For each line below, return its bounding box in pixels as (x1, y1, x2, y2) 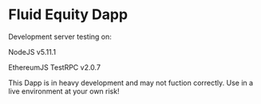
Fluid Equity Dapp (8, 6, 129, 24)
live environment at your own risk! (8, 86, 120, 96)
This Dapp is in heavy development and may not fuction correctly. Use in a (8, 78, 254, 87)
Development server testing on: (8, 32, 112, 41)
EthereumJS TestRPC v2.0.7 (8, 62, 101, 72)
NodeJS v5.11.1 (8, 47, 57, 56)
